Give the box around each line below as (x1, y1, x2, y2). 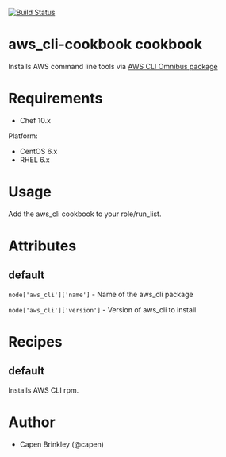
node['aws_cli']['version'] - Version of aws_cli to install (8, 304, 197, 314)
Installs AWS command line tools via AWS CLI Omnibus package (8, 61, 218, 71)
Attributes (8, 237, 77, 254)
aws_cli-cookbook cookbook (8, 36, 203, 53)
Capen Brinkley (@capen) (19, 440, 105, 449)
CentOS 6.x (19, 146, 58, 156)
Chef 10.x (19, 115, 52, 125)
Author (8, 413, 56, 431)
